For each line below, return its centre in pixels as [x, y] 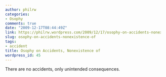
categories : [17, 14]
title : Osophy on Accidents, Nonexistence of [53, 51]
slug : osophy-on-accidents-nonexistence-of [51, 37]
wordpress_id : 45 [23, 55]
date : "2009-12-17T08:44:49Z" [36, 28]
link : [11, 32]
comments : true [21, 23]
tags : [11, 42]
